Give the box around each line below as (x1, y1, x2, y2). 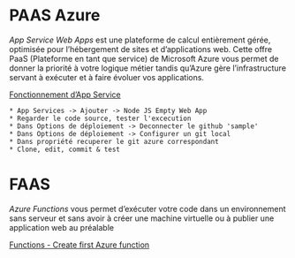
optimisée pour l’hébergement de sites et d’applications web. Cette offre (9, 43, 272, 54)
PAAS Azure (9, 5, 101, 26)
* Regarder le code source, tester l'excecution (9, 114, 192, 123)
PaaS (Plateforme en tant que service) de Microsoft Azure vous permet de (9, 53, 279, 64)
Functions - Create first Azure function (9, 239, 150, 250)
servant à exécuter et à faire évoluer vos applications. (9, 72, 205, 82)
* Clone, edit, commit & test (9, 145, 121, 154)
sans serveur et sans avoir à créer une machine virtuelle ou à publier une (9, 213, 275, 224)
